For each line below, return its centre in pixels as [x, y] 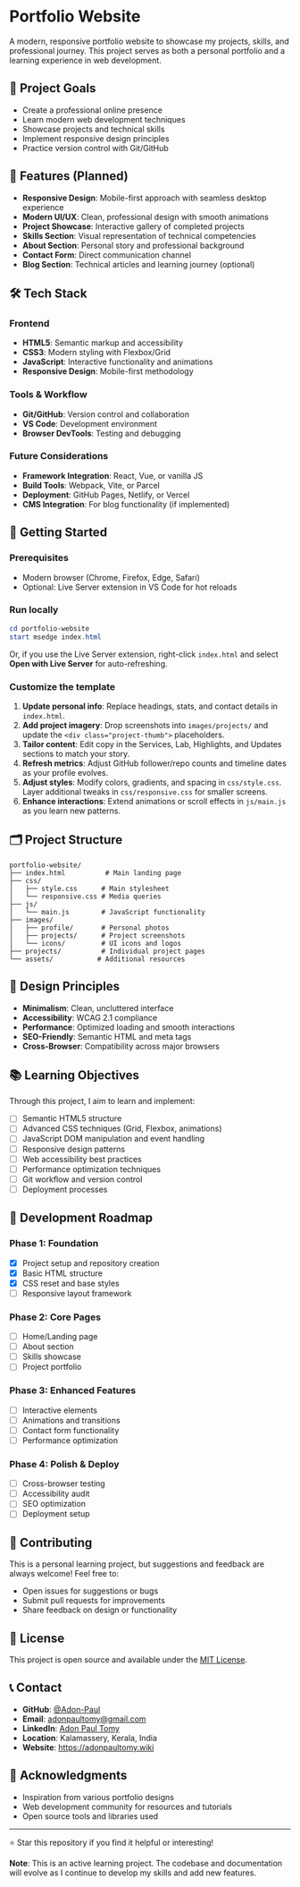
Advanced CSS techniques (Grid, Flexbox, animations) [122, 1128]
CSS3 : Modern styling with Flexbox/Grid [96, 353]
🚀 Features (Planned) [69, 176]
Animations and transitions [71, 1420]
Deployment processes [65, 1189]
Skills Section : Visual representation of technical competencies [139, 235]
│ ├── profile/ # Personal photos [89, 928]
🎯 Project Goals [53, 88]
